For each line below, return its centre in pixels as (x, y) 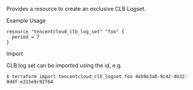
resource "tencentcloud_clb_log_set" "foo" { (65, 32)
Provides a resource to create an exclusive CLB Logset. (76, 9)
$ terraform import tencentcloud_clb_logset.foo (70, 77)
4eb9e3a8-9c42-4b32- (161, 77)
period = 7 (26, 37)
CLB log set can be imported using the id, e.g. (64, 65)
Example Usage (26, 20)
